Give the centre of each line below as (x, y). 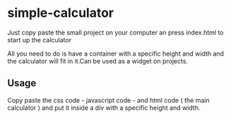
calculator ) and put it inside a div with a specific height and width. (104, 108)
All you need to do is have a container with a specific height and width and (116, 54)
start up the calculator (40, 39)
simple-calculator (61, 13)
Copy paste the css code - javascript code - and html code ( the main (108, 100)
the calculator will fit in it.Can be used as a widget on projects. (98, 61)
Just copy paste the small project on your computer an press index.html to (115, 32)
